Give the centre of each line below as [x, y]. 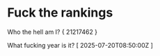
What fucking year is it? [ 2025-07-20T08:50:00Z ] [80, 45]
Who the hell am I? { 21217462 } [53, 32]
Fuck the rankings [60, 13]
